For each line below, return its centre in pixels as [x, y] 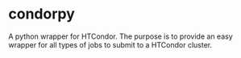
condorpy [42, 14]
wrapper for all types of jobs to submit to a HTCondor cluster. [110, 44]
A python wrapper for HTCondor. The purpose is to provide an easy [121, 36]
